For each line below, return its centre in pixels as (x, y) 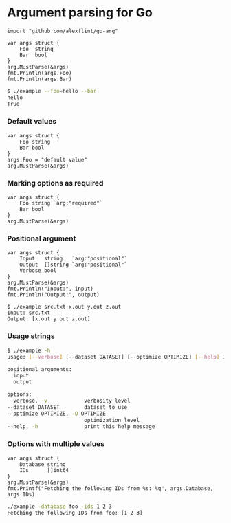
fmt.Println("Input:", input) (51, 289)
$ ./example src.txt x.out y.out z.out (64, 307)
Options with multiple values (56, 444)
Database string (43, 464)
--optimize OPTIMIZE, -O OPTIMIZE (57, 414)
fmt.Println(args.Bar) (40, 79)
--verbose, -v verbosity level (69, 401)
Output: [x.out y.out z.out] (49, 319)
